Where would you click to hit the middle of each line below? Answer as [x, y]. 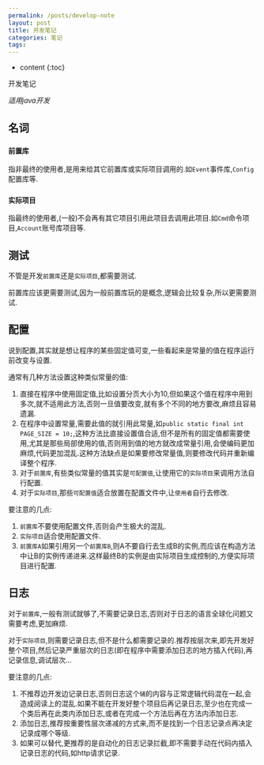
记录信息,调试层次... [40, 660]
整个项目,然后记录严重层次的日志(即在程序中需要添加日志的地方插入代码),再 [130, 650]
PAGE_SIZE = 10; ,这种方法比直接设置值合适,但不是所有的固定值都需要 [131, 433]
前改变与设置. [30, 360]
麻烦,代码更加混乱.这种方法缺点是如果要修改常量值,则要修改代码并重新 [133, 453]
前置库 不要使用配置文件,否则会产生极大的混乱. [93, 526]
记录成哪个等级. [45, 733]
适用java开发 [29, 100]
